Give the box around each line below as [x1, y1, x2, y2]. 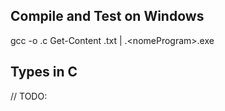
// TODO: [10, 90, 48, 102]
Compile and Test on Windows [10, 8, 205, 25]
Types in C [10, 64, 78, 81]
